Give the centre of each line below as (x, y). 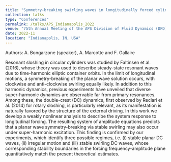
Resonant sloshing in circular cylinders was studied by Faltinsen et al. (78, 62)
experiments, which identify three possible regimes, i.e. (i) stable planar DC (84, 138)
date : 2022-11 (20, 33)
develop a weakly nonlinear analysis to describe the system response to (81, 116)
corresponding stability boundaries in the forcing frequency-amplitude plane (85, 148)
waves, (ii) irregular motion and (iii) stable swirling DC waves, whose (77, 143)
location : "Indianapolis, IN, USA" (43, 38)
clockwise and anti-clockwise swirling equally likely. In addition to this (78, 84)
